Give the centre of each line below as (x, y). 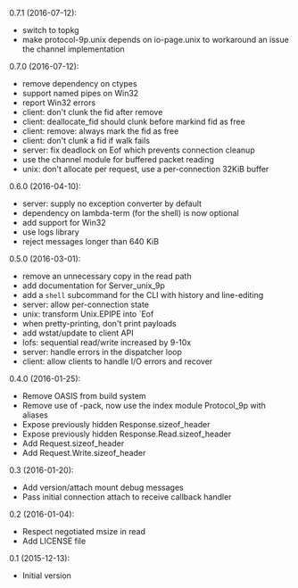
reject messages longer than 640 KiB (90, 241)
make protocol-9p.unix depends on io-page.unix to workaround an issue (156, 40)
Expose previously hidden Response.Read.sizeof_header (127, 434)
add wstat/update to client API (78, 333)
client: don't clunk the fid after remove (92, 112)
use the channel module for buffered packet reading (118, 159)
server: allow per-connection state (86, 304)
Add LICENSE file (54, 541)
